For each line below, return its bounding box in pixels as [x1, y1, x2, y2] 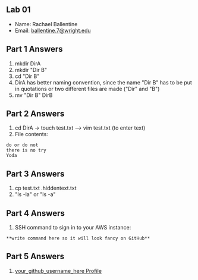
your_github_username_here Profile [14, 267, 102, 274]
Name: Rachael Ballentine [14, 20, 78, 27]
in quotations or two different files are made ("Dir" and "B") [14, 85, 160, 92]
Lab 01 [6, 5, 31, 15]
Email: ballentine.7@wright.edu [14, 27, 91, 34]
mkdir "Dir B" [14, 66, 48, 73]
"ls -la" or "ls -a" [14, 191, 56, 198]
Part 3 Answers [6, 169, 65, 179]
